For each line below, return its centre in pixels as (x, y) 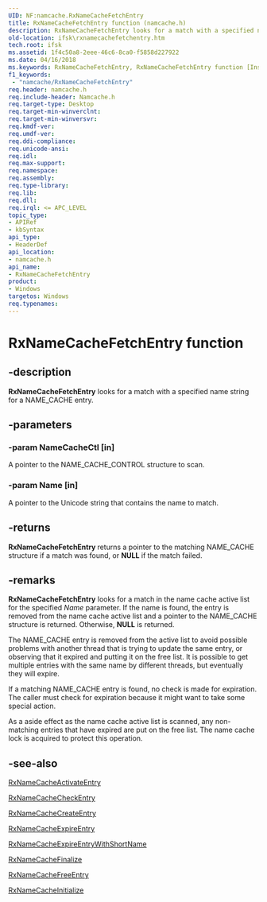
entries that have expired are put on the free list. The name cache (148, 730)
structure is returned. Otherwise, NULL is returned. (91, 625)
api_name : (25, 267)
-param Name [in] (43, 486)
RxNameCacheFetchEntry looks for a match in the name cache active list (129, 599)
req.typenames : (33, 304)
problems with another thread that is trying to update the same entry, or (126, 648)
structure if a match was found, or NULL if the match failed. (105, 555)
